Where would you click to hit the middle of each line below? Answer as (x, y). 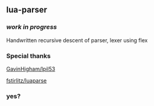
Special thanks (29, 55)
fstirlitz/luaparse (27, 80)
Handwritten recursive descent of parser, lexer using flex (77, 40)
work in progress (32, 27)
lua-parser (27, 10)
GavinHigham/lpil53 (31, 69)
